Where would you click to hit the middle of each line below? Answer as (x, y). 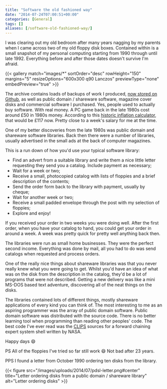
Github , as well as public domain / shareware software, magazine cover (79, 99)
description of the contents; (41, 181)
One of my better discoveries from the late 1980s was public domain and (80, 130)
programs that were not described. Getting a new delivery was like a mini (80, 279)
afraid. (12, 64)
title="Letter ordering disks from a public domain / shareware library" (76, 376)
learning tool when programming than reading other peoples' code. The (79, 321)
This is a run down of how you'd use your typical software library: (73, 150)
